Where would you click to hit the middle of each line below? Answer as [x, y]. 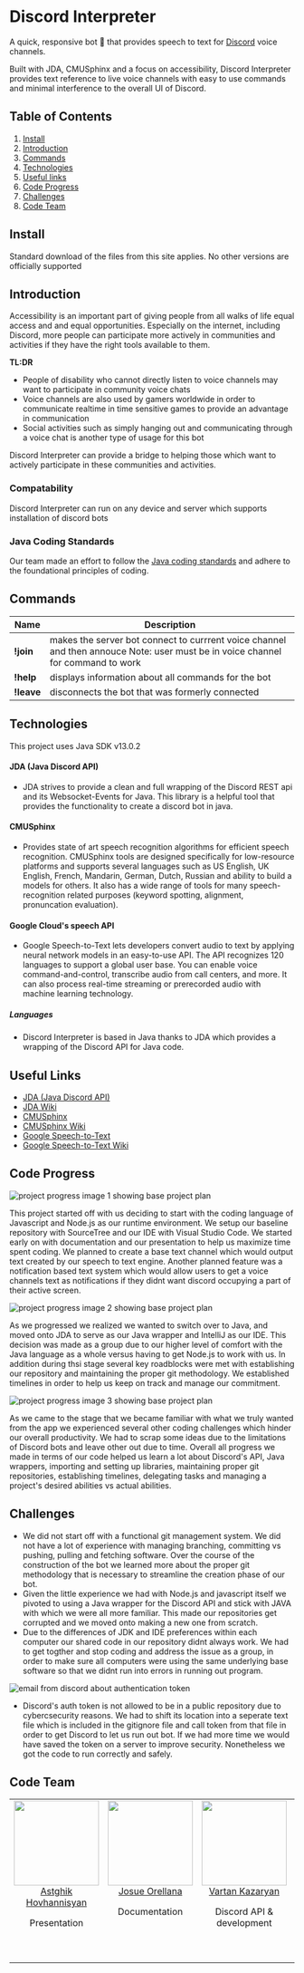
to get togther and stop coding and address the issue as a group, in [148, 1651]
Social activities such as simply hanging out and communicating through [157, 428]
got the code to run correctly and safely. [98, 1754]
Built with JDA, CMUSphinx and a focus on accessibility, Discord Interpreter [150, 69]
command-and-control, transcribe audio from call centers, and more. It [155, 975]
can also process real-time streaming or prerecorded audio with [142, 984]
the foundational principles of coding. [79, 570]
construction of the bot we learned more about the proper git [136, 1564]
